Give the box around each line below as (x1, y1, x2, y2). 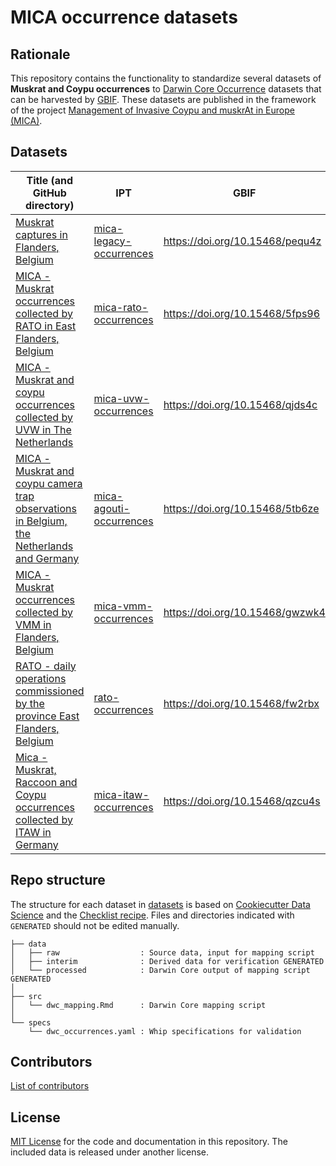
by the (15, 696, 45, 710)
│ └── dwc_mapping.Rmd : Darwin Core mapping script (10, 1000, 267, 1010)
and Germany (15, 551, 80, 565)
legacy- (93, 234, 132, 248)
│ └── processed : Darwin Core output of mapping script (10, 965, 311, 975)
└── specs (10, 1017, 52, 1028)
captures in (15, 227, 68, 241)
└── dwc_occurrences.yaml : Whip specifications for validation (28, 1026, 302, 1036)
